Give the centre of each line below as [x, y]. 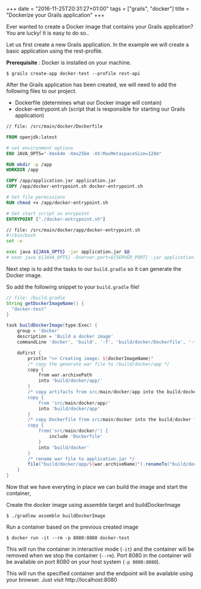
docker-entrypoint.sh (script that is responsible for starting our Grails [100, 109]
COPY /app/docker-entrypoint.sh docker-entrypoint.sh [75, 186]
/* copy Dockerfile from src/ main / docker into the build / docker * [112, 420]
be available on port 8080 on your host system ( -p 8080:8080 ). [83, 562]
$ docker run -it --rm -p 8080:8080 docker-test [68, 538]
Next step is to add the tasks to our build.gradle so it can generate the [94, 268]
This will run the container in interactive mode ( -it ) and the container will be [100, 549]
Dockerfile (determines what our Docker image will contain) [88, 102]
